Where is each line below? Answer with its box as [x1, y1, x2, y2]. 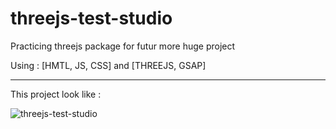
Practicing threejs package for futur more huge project [10, 40, 236, 52]
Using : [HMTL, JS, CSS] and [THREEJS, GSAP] [10, 59, 207, 71]
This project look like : [10, 88, 102, 100]
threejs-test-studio [10, 7, 173, 30]
